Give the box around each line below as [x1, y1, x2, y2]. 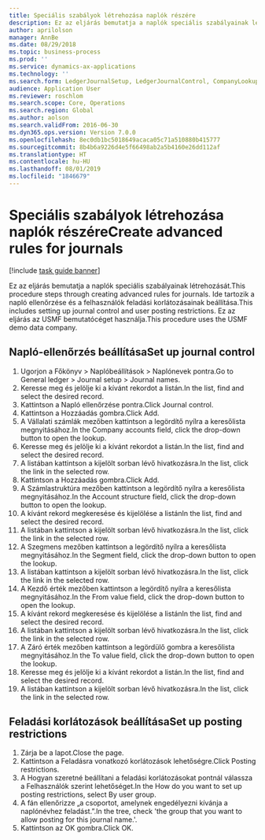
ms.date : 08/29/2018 [9, 41, 77, 49]
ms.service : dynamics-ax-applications [9, 63, 136, 71]
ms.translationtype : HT [9, 150, 87, 158]
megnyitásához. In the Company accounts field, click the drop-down [20, 425, 241, 434]
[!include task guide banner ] [9, 265, 101, 275]
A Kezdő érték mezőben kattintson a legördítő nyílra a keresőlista [20, 584, 231, 593]
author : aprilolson [9, 26, 73, 34]
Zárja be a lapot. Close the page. [20, 748, 124, 757]
